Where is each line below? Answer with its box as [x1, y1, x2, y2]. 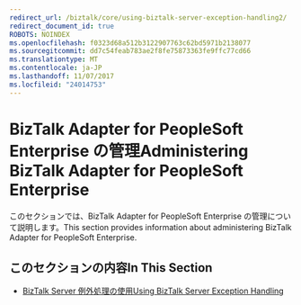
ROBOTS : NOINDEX [9, 30, 70, 39]
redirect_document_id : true [9, 22, 115, 31]
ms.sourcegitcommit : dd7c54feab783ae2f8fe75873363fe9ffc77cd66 [9, 47, 252, 56]
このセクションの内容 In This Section [9, 260, 213, 275]
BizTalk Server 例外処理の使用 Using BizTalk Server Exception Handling [22, 285, 285, 297]
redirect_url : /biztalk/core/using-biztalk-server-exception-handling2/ [9, 13, 288, 22]
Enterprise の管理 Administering [9, 140, 249, 161]
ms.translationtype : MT [9, 55, 99, 64]
